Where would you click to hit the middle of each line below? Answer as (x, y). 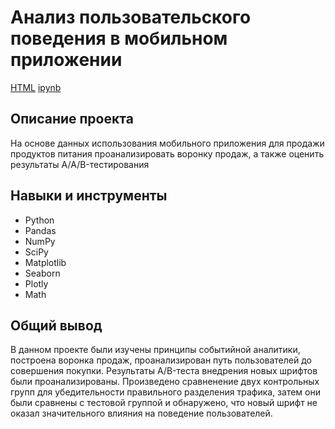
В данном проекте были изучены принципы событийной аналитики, (155, 350)
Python (39, 220)
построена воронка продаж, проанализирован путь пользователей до (161, 360)
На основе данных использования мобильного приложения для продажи (167, 143)
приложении (66, 60)
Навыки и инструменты (89, 196)
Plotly (36, 283)
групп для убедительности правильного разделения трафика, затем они (165, 392)
